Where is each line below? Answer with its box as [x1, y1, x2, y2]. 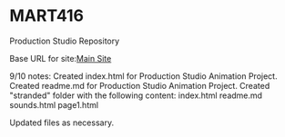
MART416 [9, 5, 85, 26]
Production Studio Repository [9, 35, 120, 46]
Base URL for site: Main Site [9, 53, 112, 64]
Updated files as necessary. [9, 117, 115, 128]
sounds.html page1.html [9, 99, 98, 110]
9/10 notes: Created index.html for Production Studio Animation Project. [9, 70, 278, 82]
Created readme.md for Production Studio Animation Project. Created [9, 80, 270, 91]
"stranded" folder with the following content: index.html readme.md [9, 90, 262, 101]
